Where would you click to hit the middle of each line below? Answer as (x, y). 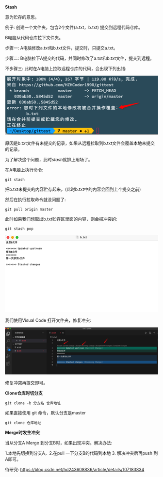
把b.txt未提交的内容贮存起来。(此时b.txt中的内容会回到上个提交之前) (73, 189)
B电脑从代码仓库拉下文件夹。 (34, 38)
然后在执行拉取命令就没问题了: (36, 199)
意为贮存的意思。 (22, 17)
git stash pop (19, 229)
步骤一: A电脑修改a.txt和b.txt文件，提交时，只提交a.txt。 (61, 48)
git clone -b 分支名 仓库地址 (33, 403)
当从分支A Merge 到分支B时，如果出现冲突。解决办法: (59, 443)
